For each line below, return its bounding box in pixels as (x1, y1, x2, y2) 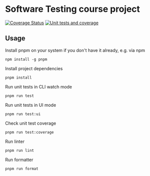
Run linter (5, 138, 25, 144)
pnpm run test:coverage (5, 130, 54, 134)
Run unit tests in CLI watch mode (5, 84, 73, 89)
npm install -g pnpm (5, 57, 48, 62)
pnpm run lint (5, 148, 35, 153)
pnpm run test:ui (5, 111, 41, 117)
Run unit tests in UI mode (5, 102, 56, 108)
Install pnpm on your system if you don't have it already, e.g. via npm (5, 47, 146, 53)
